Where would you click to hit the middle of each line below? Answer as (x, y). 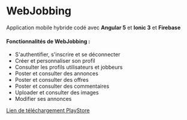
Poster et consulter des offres (52, 80)
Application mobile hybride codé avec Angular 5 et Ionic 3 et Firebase (93, 27)
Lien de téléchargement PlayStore (48, 110)
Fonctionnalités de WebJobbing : (48, 41)
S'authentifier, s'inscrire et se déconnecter (67, 54)
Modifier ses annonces (43, 99)
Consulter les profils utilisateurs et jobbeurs (69, 67)
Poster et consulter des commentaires (62, 86)
